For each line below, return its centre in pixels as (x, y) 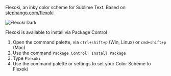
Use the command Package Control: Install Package (69, 53)
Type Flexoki (27, 58)
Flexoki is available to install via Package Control (56, 32)
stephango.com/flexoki (29, 13)
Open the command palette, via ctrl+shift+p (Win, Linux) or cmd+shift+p (89, 42)
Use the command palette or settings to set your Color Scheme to (82, 64)
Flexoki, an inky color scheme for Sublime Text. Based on (66, 7)
